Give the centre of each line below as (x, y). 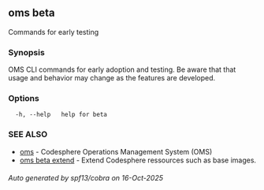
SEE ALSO (28, 135)
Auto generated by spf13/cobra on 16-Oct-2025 (86, 178)
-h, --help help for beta (61, 115)
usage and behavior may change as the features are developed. (112, 78)
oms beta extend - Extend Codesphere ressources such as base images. (138, 160)
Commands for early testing (54, 32)
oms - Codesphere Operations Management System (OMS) (116, 151)
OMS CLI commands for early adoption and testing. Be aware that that (122, 69)
